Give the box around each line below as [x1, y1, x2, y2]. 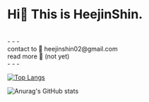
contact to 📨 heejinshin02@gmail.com [7, 44, 118, 53]
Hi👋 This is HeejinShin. [7, 6, 143, 23]
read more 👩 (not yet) [7, 52, 70, 60]
